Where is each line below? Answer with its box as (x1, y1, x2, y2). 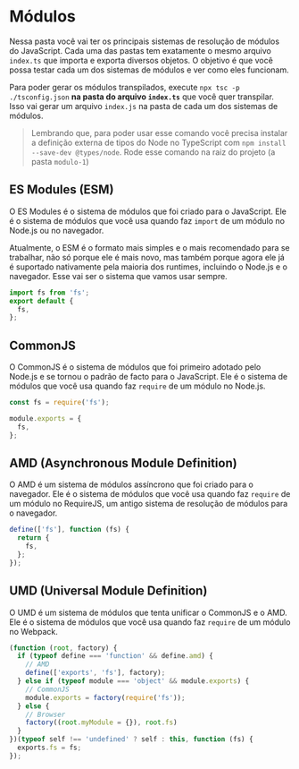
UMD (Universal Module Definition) (9, 584, 208, 599)
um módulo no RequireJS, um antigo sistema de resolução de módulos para (9, 499, 288, 509)
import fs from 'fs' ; (9, 288, 90, 297)
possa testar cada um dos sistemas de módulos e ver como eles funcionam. (9, 64, 289, 75)
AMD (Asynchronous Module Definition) (9, 455, 238, 471)
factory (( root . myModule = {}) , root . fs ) (25, 718, 178, 727)
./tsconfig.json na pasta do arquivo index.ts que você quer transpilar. (9, 91, 275, 102)
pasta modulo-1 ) (30, 156, 89, 167)
